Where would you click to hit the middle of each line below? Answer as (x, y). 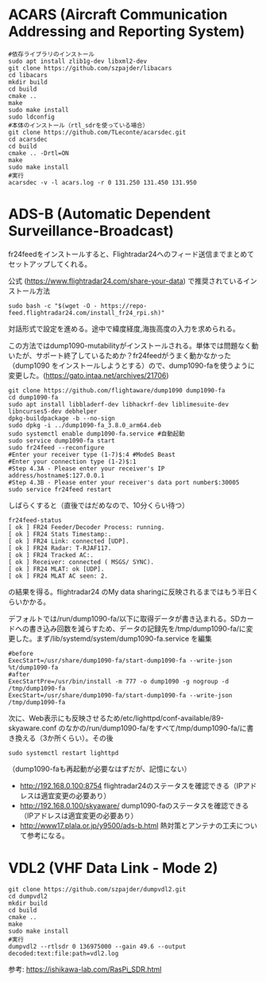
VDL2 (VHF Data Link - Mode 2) (113, 868)
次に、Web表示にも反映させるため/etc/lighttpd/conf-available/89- (116, 718)
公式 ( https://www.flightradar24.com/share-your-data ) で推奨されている (126, 281)
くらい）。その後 (87, 738)
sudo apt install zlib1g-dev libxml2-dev (78, 61)
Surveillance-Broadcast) (91, 231)
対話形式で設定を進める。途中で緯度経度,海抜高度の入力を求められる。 (124, 329)
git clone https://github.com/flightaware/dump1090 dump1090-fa (117, 390)
